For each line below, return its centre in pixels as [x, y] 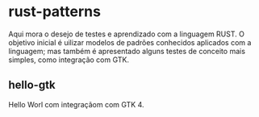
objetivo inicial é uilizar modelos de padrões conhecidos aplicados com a [130, 42]
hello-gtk [32, 85]
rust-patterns [54, 12]
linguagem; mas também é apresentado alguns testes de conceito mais [127, 51]
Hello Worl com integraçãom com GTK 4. [76, 104]
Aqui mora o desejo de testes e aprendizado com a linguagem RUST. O [126, 34]
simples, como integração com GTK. [69, 60]
